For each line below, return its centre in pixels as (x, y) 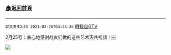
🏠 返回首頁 (19, 8)
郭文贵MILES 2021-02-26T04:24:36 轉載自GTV (51, 26)
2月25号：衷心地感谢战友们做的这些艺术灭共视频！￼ (61, 37)
